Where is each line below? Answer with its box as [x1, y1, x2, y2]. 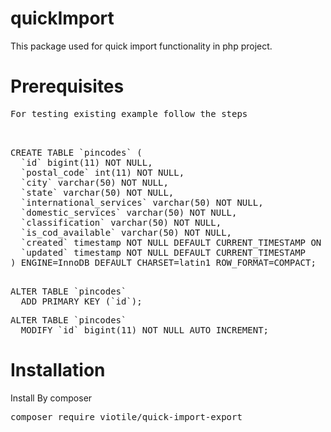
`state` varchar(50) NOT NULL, [20, 187, 175, 198]
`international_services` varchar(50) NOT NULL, [20, 197, 264, 208]
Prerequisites [10, 75, 125, 98]
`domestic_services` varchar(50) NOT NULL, [20, 207, 238, 218]
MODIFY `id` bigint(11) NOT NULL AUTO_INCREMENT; [20, 324, 270, 336]
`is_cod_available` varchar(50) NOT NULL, [20, 227, 233, 238]
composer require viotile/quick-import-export [10, 411, 243, 422]
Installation [10, 359, 106, 382]
